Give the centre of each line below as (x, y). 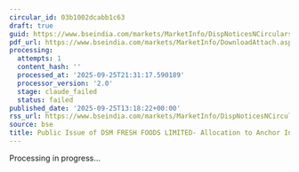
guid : (19, 34)
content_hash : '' (49, 67)
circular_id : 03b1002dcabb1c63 (67, 17)
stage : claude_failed (57, 91)
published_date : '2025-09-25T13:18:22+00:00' (95, 108)
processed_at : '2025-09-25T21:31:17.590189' (101, 75)
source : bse (31, 125)
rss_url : (25, 116)
